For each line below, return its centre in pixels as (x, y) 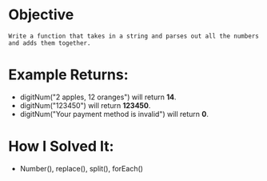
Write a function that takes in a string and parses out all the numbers (134, 36)
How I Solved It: (61, 147)
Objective (41, 15)
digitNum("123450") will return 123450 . (85, 105)
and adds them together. (50, 43)
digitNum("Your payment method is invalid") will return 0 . (114, 114)
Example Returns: (69, 75)
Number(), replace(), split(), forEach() (82, 168)
